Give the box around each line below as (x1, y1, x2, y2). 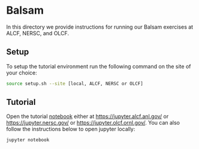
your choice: (6, 69, 37, 76)
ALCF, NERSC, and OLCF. (6, 29, 70, 36)
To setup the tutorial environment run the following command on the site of (6, 63, 191, 70)
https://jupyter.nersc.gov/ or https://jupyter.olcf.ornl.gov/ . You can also (6, 119, 180, 126)
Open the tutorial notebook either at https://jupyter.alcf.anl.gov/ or (6, 113, 169, 120)
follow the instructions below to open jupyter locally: (6, 126, 135, 133)
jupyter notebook (6, 137, 50, 143)
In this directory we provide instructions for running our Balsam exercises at (6, 23, 194, 30)
